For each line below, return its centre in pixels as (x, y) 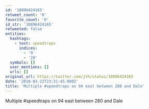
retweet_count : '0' (26, 15)
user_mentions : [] (30, 67)
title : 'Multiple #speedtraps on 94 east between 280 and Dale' (75, 86)
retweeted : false (24, 29)
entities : (16, 34)
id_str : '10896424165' (29, 24)
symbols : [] (23, 62)
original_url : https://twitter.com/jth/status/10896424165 (69, 77)
